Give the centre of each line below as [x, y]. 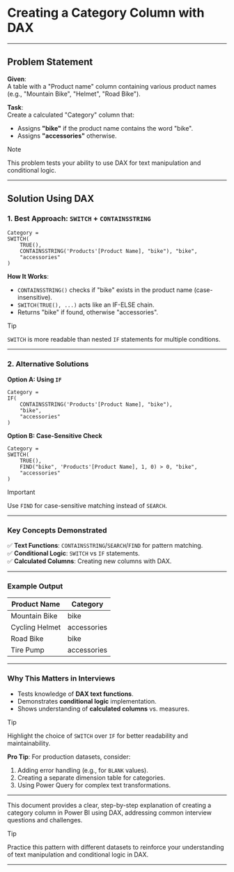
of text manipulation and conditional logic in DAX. [78, 855]
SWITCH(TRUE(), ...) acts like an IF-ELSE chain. [86, 305]
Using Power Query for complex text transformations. [94, 785]
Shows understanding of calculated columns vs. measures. [103, 708]
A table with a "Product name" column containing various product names [112, 86]
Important [21, 492]
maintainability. [29, 743]
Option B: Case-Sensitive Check [55, 435]
